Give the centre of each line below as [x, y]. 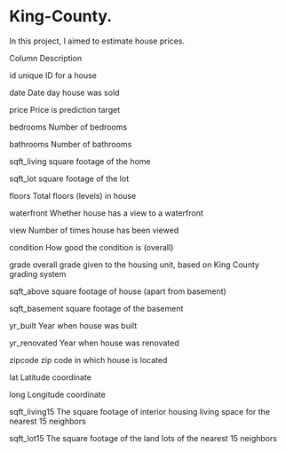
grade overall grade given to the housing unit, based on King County [135, 265]
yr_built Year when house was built [73, 325]
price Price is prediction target [65, 109]
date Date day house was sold [64, 92]
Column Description [46, 58]
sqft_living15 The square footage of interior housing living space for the [140, 411]
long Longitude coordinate [58, 394]
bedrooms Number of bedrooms [68, 127]
